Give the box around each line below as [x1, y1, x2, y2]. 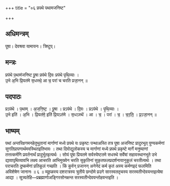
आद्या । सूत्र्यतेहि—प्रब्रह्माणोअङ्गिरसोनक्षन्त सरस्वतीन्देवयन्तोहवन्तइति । [5, 174, 119, 180]
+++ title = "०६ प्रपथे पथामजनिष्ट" [5, 5, 66, 11]
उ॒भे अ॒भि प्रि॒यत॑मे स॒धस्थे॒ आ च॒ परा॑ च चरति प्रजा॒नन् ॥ [5, 77, 88, 83]
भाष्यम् [5, 127, 20, 135]
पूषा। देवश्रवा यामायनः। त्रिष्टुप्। [5, 43, 56, 49]
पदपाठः [5, 92, 22, 101]
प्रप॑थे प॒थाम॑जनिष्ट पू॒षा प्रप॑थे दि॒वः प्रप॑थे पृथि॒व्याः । [5, 72, 79, 78]
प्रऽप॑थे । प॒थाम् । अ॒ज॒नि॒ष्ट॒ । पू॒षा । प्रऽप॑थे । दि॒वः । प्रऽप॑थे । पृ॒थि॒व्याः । [5, 106, 119, 112]
